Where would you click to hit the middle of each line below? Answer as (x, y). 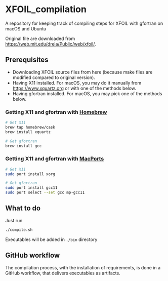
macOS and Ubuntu (26, 28)
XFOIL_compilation (46, 9)
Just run (14, 220)
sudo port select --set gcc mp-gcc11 (45, 193)
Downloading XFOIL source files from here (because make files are (82, 72)
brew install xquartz (28, 132)
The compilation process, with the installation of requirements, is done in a (83, 267)
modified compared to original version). (54, 77)
